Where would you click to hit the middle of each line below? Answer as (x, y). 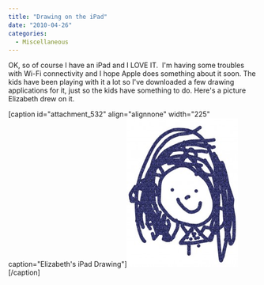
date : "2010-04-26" (40, 25)
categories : (28, 33)
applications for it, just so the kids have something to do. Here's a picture (127, 90)
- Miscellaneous (42, 42)
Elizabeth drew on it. (41, 99)
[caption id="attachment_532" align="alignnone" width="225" (109, 114)
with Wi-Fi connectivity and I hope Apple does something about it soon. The (132, 74)
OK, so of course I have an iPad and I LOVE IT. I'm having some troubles (126, 65)
